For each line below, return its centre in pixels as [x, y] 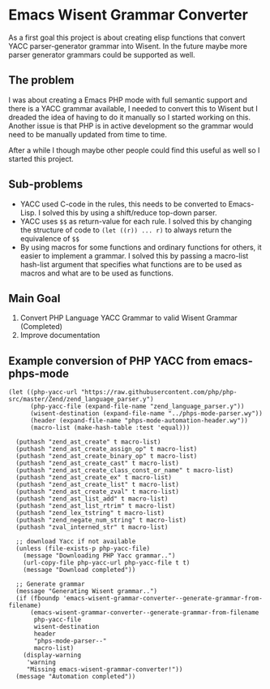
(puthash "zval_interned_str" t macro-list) [92, 527]
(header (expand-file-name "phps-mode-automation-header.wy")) [139, 421]
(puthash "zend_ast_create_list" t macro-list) [98, 485]
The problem [41, 80]
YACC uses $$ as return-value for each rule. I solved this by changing [136, 221]
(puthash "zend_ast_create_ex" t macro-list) [94, 478]
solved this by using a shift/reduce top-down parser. [129, 212]
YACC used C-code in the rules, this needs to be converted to [123, 204]
